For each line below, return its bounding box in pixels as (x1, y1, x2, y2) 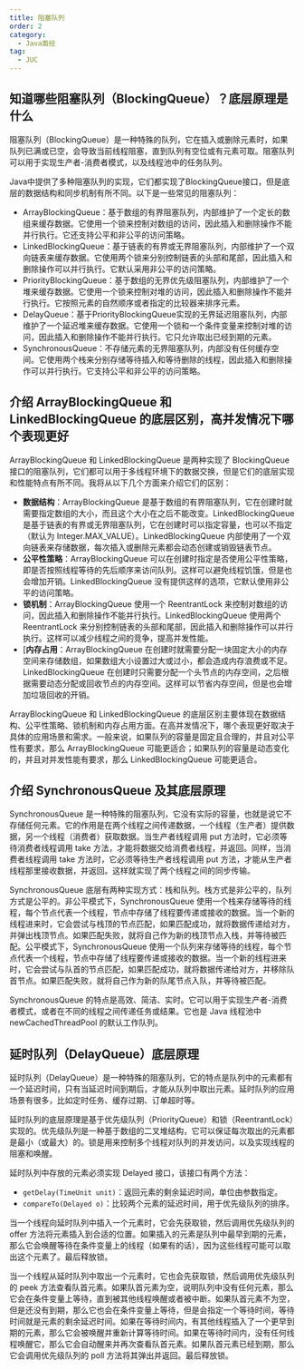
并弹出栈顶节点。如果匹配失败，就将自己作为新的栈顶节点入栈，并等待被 (9, 930, 279, 941)
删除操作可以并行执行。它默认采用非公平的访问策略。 (22, 263, 222, 274)
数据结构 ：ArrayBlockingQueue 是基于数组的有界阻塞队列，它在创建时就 (22, 496, 293, 507)
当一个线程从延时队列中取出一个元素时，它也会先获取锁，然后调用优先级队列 (9, 1271, 295, 1282)
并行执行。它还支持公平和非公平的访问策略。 (22, 229, 190, 240)
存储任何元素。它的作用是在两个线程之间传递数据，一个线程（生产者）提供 (9, 820, 287, 831)
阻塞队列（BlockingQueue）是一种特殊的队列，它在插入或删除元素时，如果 (9, 133, 289, 145)
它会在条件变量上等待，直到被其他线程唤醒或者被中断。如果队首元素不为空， (9, 1294, 295, 1305)
